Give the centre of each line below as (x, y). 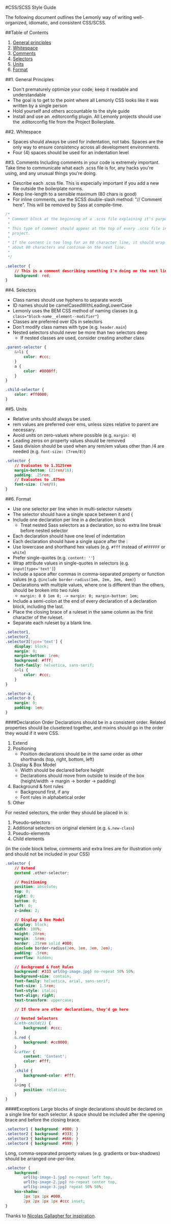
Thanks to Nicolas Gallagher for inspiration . (51, 1216)
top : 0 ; (22, 892)
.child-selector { (25, 390)
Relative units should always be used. (52, 419)
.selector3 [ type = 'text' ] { (34, 642)
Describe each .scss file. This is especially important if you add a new (86, 183)
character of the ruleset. (38, 617)
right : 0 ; (25, 896)
